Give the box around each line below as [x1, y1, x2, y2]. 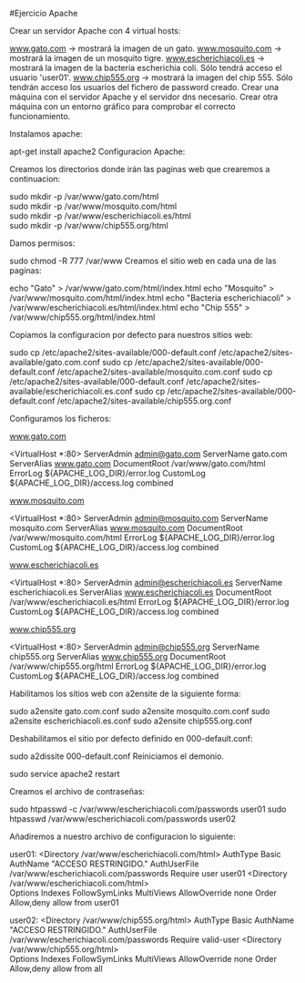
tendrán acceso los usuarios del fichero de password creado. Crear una [9, 82, 280, 92]
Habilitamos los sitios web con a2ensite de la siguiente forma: [9, 688, 241, 699]
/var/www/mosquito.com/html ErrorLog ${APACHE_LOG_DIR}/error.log [9, 532, 275, 543]
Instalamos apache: [9, 128, 84, 139]
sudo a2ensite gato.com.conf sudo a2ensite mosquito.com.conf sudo [9, 706, 270, 716]
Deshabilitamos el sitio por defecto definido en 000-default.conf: [9, 733, 253, 743]
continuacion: [9, 173, 61, 184]
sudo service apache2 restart [9, 769, 120, 779]
